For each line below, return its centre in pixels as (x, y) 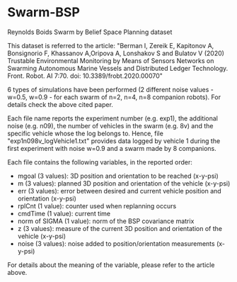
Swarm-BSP (44, 12)
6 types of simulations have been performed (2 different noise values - (110, 89)
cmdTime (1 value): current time (64, 213)
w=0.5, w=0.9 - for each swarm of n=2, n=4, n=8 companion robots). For (114, 97)
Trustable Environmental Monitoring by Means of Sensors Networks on (111, 60)
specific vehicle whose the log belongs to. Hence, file (86, 133)
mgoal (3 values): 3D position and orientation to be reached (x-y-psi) (118, 176)
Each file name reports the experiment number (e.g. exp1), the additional (112, 118)
